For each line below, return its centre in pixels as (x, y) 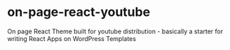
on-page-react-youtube (79, 12)
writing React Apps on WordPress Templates (72, 38)
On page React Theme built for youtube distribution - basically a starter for (115, 31)
